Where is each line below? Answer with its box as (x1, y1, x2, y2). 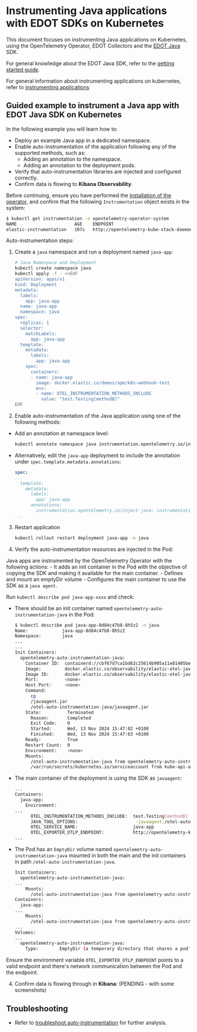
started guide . (6, 66, 40, 73)
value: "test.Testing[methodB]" (40, 396, 120, 402)
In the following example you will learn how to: (6, 125, 118, 133)
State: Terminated (25, 709, 94, 715)
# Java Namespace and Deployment (14, 260, 97, 266)
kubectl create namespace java (14, 265, 91, 271)
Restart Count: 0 (25, 742, 70, 748)
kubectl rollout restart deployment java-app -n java (14, 535, 149, 541)
